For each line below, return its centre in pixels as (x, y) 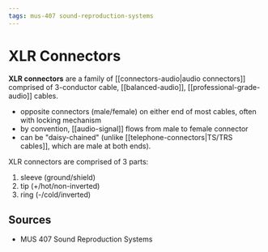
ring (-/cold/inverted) (55, 194)
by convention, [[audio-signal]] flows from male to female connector (134, 128)
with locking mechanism (60, 120)
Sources (30, 220)
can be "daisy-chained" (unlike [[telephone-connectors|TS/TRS (126, 137)
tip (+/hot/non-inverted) (60, 186)
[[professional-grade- (224, 87)
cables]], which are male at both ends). (85, 146)
